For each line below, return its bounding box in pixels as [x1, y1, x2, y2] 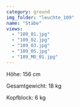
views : [6, 25, 23, 32]
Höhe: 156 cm [6, 70, 41, 77]
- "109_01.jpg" [12, 31, 50, 37]
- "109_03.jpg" [12, 43, 50, 49]
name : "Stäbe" [6, 20, 42, 26]
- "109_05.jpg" [12, 48, 50, 54]
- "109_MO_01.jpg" [12, 54, 59, 60]
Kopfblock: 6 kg [6, 94, 46, 101]
